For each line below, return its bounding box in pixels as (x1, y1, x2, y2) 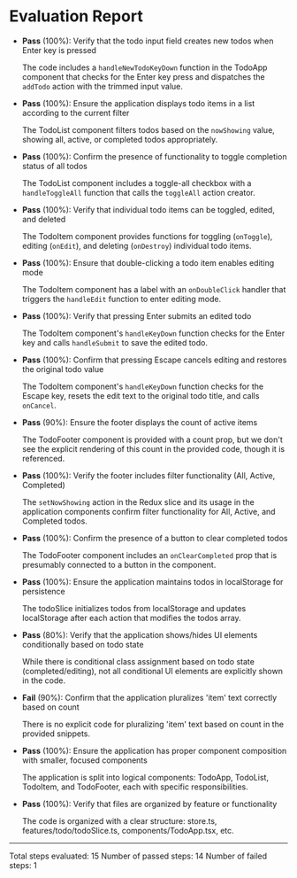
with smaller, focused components (21, 755, 148, 765)
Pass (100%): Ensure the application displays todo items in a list (21, 97, 255, 108)
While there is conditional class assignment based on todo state (21, 656, 255, 666)
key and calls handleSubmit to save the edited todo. (21, 337, 209, 347)
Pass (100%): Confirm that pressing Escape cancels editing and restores (21, 354, 287, 365)
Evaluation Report (9, 6, 143, 27)
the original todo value (21, 363, 104, 374)
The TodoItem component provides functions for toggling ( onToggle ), (21, 230, 273, 241)
